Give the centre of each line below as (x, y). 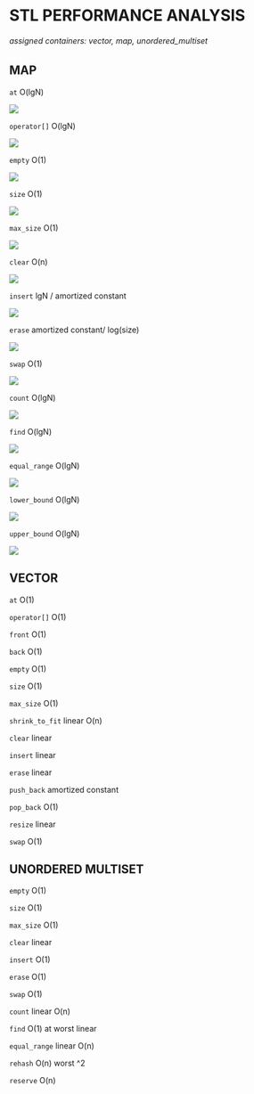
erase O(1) (28, 977)
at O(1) (22, 600)
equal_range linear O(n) (52, 1046)
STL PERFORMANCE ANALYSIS (127, 16)
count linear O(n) (40, 1011)
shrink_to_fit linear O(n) (56, 720)
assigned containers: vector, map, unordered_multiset (108, 40)
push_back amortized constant (64, 789)
